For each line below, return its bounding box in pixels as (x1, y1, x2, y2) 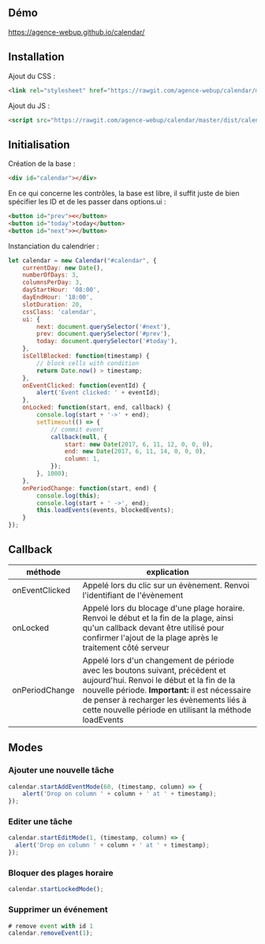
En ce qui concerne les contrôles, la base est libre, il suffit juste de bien (8, 189, 240, 198)
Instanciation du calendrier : (8, 241, 99, 251)
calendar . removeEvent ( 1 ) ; (8, 929, 93, 938)
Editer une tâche (8, 816, 73, 827)
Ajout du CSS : (8, 71, 56, 81)
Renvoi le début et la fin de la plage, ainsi (82, 612, 234, 623)
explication (146, 566, 189, 577)
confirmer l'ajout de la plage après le (82, 632, 218, 643)
